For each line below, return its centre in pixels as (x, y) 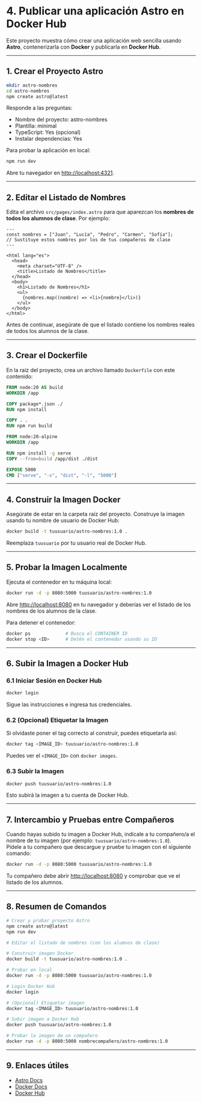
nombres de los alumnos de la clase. (52, 611)
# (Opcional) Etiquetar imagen (45, 1003)
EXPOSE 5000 (21, 470)
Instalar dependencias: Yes (48, 139)
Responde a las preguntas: (39, 108)
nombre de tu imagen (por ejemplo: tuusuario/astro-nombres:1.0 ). (89, 840)
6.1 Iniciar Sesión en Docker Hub (54, 681)
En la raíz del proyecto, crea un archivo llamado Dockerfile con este (91, 370)
